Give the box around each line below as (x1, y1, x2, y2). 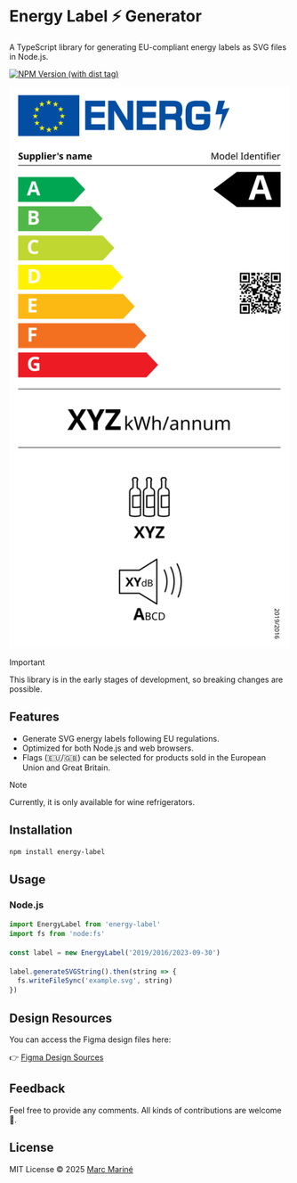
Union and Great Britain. (21, 762, 111, 773)
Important (9, 656, 45, 668)
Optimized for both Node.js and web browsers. (21, 743, 194, 753)
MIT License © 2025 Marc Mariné (9, 1163, 133, 1174)
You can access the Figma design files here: (9, 1034, 172, 1045)
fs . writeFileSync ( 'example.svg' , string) (17, 976, 173, 985)
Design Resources (9, 1010, 113, 1025)
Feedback (9, 1081, 66, 1097)
